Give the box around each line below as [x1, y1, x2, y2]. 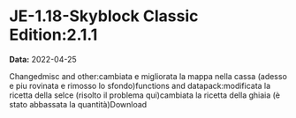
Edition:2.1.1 [9, 25, 98, 45]
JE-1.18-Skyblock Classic [9, 6, 199, 26]
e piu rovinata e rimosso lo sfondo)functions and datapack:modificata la [9, 80, 271, 91]
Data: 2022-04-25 [9, 54, 77, 64]
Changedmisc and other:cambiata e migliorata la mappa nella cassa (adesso [9, 70, 287, 81]
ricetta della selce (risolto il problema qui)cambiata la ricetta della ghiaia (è [9, 90, 281, 100]
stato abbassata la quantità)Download [9, 99, 148, 109]
